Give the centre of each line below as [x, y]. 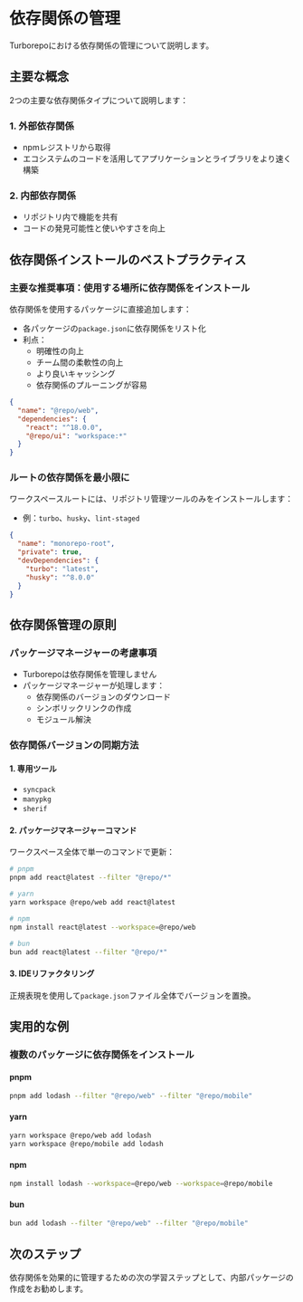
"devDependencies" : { [58, 561]
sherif [35, 809]
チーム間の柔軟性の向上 [80, 362]
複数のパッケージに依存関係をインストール [102, 1054]
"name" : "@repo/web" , [58, 410]
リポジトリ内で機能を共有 [70, 217]
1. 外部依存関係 [42, 126]
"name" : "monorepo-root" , [66, 544]
